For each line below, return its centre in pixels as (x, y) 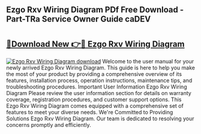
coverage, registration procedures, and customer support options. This (94, 99)
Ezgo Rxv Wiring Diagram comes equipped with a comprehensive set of (95, 106)
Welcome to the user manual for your (148, 61)
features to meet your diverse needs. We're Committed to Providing (90, 112)
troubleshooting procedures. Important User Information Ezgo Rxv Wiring (97, 87)
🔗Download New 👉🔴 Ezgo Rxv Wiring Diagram (95, 44)
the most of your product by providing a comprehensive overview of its (94, 74)
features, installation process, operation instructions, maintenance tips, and (99, 80)
